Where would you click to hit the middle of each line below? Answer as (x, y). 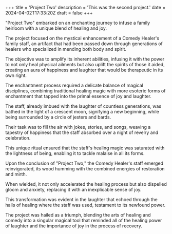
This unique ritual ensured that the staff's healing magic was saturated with (85, 148)
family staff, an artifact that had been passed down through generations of (84, 44)
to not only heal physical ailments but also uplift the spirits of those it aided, (85, 64)
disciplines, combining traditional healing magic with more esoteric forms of (85, 91)
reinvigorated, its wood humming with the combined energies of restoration (85, 169)
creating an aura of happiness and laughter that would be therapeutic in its (84, 70)
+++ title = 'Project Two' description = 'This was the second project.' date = (85, 7)
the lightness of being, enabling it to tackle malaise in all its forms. (75, 153)
